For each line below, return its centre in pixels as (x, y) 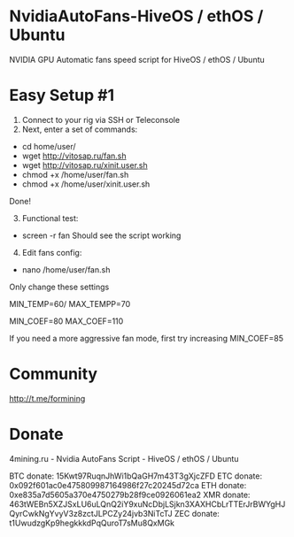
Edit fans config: (52, 252)
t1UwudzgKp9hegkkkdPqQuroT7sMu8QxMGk (92, 523)
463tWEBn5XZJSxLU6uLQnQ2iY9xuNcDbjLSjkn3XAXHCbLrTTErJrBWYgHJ (147, 504)
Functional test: (50, 218)
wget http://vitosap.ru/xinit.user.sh (85, 165)
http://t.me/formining (47, 398)
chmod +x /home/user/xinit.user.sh (86, 184)
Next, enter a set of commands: (80, 129)
